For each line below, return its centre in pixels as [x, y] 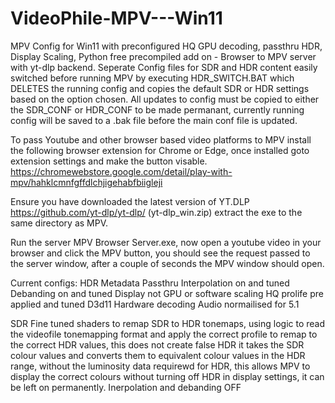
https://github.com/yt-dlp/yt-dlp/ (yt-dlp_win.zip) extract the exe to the [156, 212]
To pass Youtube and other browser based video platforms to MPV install [161, 139]
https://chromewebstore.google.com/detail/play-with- [121, 171]
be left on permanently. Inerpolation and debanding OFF [126, 387]
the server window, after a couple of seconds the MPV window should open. [167, 263]
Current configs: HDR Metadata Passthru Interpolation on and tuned [150, 283]
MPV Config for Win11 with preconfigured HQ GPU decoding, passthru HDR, [166, 46]
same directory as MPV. [59, 223]
